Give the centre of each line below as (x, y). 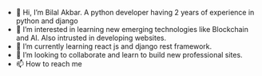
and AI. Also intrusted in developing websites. (91, 38)
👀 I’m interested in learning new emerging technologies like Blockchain (132, 29)
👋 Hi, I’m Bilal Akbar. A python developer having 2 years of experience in (135, 12)
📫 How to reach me (49, 64)
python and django (47, 21)
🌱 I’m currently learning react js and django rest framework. (114, 46)
